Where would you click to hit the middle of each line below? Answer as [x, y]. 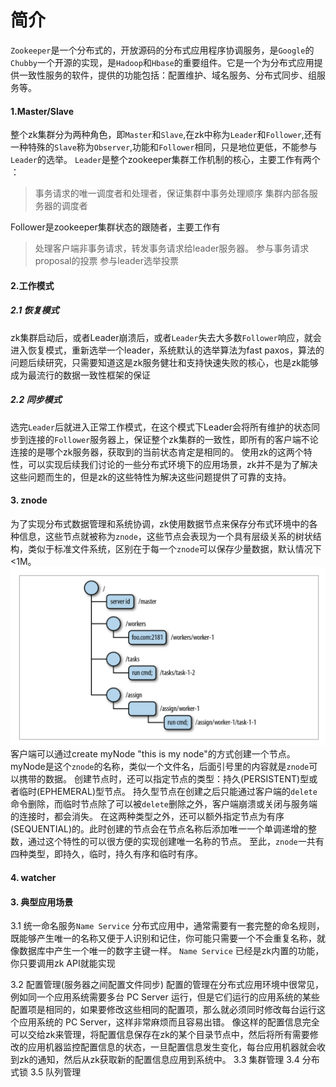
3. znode [29, 500]
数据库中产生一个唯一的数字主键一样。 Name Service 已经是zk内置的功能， [171, 951]
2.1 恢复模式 [35, 310]
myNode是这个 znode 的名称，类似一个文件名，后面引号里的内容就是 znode [160, 767]
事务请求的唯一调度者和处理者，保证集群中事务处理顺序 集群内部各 [172, 193]
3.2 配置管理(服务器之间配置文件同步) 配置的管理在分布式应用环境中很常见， [167, 985]
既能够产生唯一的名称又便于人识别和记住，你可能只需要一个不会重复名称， [163, 938]
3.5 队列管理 [55, 1072]
